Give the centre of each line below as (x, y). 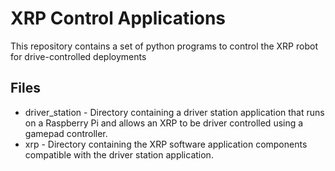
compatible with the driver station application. (119, 154)
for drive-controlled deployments (78, 56)
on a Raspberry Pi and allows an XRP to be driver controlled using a (164, 123)
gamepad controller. (66, 133)
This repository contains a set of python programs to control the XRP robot (164, 46)
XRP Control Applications (118, 18)
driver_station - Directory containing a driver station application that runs (174, 112)
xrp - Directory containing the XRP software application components (166, 144)
